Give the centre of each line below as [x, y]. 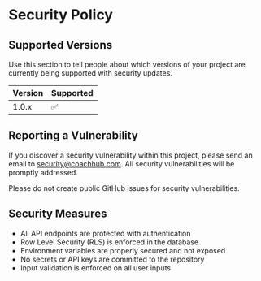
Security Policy [61, 15]
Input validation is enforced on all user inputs [96, 268]
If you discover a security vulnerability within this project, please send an [131, 155]
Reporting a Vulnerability [73, 136]
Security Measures [58, 214]
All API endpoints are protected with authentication [105, 233]
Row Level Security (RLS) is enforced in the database [109, 242]
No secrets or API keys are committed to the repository [112, 259]
